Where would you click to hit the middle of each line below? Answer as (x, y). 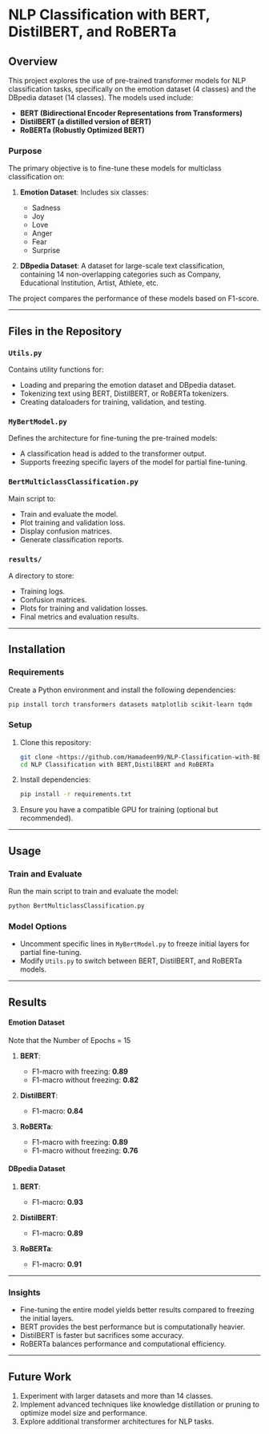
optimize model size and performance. (84, 1413)
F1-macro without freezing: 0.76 (85, 1150)
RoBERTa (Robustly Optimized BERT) (82, 130)
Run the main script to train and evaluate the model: (93, 892)
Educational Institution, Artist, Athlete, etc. (89, 283)
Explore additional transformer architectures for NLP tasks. (117, 1422)
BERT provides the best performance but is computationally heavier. (132, 1327)
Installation (37, 649)
